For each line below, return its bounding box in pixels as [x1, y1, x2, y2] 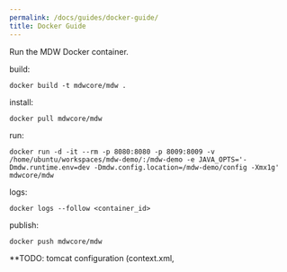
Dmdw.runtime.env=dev [9, 162, 91, 171]
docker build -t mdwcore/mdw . [9, 81, 127, 90]
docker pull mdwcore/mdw [9, 114, 103, 123]
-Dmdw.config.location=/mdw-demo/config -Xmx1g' [94, 162, 280, 171]
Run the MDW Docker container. [9, 46, 129, 57]
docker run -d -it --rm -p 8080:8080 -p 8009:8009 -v [9, 147, 216, 156]
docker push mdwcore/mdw [9, 237, 103, 246]
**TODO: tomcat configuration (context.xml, [9, 252, 175, 263]
